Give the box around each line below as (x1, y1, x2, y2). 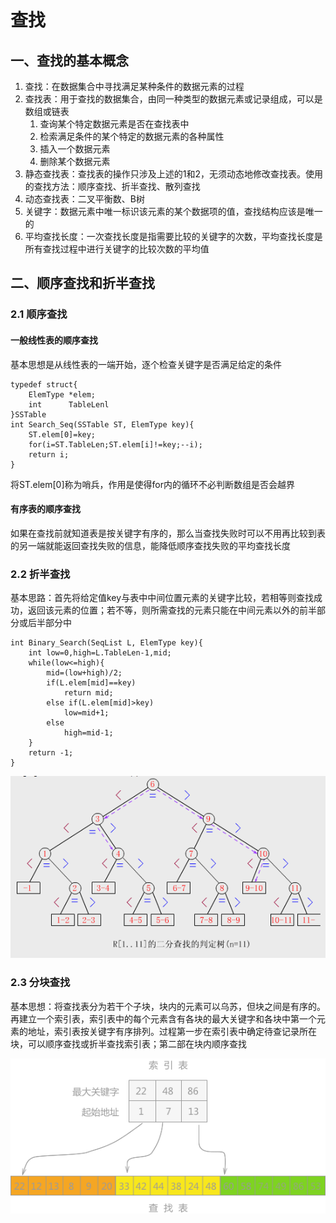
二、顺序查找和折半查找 (10, 275, 155, 292)
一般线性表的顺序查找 (10, 334, 98, 346)
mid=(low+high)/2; (46, 668, 123, 678)
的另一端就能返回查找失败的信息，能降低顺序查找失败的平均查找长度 (10, 539, 291, 551)
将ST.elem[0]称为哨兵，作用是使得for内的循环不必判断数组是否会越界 (10, 478, 295, 490)
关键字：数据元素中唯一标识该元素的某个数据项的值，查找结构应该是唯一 (24, 206, 323, 217)
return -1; (28, 748, 74, 758)
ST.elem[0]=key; (28, 429, 97, 440)
